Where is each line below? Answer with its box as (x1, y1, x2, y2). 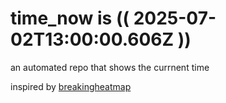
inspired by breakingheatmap (10, 80, 132, 92)
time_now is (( (10, 7, 130, 30)
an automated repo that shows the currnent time (10, 61, 210, 73)
